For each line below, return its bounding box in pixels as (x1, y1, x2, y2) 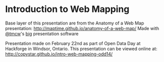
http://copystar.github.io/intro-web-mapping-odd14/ (5, 51, 113, 57)
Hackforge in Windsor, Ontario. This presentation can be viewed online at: (5, 45, 157, 51)
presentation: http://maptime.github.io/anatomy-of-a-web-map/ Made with (5, 25, 159, 31)
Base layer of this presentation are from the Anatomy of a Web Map (5, 20, 144, 26)
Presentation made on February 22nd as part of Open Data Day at (5, 40, 141, 46)
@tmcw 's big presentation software (5, 30, 79, 36)
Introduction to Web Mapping (5, 3, 129, 15)
